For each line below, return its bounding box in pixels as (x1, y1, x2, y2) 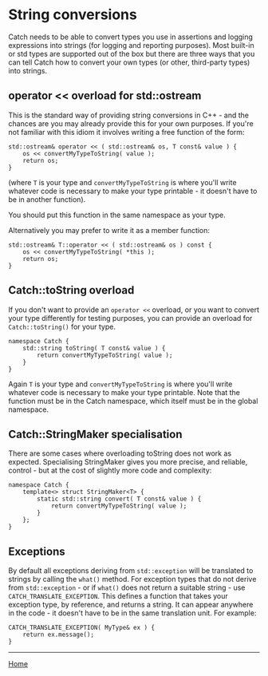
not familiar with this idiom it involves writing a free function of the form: (8, 127, 245, 136)
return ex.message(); (22, 631, 94, 639)
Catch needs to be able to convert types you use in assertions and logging (8, 32, 254, 42)
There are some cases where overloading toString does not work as (8, 449, 232, 458)
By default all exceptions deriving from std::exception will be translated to (8, 566, 254, 575)
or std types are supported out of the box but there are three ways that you (8, 49, 255, 58)
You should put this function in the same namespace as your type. (8, 210, 226, 219)
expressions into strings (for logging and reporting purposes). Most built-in (8, 40, 255, 49)
